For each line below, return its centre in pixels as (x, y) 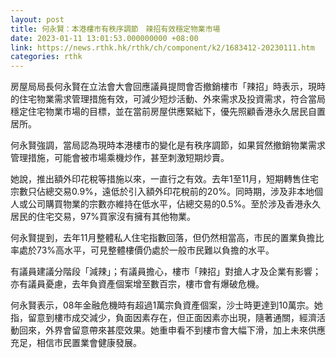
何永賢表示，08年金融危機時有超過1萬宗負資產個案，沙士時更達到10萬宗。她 (166, 305)
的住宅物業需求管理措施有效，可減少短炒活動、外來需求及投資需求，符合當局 (168, 99)
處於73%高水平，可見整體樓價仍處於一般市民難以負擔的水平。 (146, 250)
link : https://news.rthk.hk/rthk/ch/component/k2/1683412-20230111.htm (162, 47)
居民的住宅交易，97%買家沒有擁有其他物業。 (103, 217)
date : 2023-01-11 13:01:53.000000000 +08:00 (104, 38)
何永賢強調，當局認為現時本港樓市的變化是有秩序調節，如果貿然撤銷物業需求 (168, 145)
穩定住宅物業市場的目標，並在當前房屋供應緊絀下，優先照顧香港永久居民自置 (168, 112)
